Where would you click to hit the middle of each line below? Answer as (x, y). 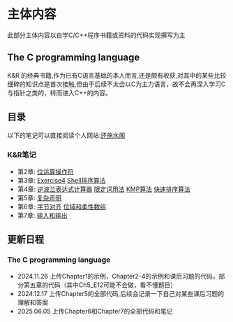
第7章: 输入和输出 (42, 215)
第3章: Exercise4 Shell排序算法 (61, 180)
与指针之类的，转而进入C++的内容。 (59, 92)
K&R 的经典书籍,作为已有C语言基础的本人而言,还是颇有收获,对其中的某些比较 (117, 75)
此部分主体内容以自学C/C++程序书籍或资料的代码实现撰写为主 (97, 35)
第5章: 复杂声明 (39, 197)
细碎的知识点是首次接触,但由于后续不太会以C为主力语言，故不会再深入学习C (116, 84)
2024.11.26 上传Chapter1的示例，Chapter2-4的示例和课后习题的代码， (118, 276)
